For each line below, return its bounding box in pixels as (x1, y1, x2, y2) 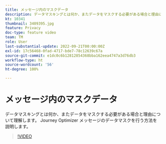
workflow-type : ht (5, 58, 43, 63)
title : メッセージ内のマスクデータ (5, 7, 69, 12)
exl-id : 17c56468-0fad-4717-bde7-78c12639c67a (5, 48, 103, 53)
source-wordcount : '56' (5, 62, 54, 67)
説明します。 (5, 123, 31, 129)
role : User (5, 39, 28, 44)
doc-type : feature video (5, 30, 56, 35)
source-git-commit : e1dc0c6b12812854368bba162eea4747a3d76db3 (5, 53, 136, 58)
